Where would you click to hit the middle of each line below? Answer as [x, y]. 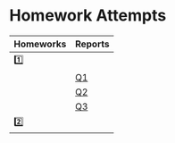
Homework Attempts [88, 16]
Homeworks [40, 44]
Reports [92, 44]
